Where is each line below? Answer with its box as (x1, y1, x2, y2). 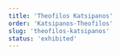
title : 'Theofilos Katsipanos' (8, 11, 114, 20)
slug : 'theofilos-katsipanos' (8, 27, 110, 35)
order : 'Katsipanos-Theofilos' (8, 19, 114, 27)
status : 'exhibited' (8, 34, 78, 43)
